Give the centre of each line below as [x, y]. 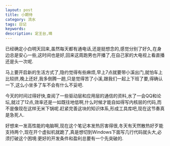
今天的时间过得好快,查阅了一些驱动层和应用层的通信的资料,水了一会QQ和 [81, 96]
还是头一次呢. [20, 61]
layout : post [19, 10]
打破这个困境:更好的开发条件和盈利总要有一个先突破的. [66, 138]
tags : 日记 [16, 24]
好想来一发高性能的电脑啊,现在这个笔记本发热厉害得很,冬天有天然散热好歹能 [84, 126]
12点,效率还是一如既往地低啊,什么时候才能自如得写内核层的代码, [91, 102]
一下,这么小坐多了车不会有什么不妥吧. [44, 85]
